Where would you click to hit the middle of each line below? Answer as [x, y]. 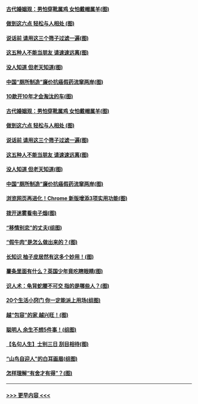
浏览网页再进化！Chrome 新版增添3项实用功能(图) [67, 198]
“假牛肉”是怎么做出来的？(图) [42, 242]
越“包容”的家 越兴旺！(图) [37, 315]
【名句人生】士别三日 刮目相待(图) [47, 344]
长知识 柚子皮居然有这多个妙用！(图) [50, 257]
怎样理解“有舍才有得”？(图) [39, 373]
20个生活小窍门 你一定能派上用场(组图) [54, 300]
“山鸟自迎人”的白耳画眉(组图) [42, 359]
